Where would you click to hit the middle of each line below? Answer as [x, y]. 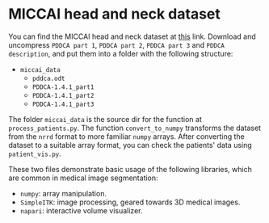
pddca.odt [49, 78]
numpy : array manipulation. [63, 193]
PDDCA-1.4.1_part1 [63, 87]
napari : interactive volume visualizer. [81, 210]
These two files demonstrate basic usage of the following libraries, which [130, 169]
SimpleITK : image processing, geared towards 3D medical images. [130, 202]
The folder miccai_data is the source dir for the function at [105, 119]
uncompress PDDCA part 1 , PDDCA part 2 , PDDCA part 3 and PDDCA [116, 44]
